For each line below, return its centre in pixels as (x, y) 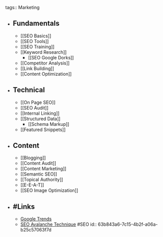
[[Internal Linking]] (40, 113)
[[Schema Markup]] (49, 124)
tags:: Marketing (22, 7)
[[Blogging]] (33, 158)
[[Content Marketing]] (43, 169)
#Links (24, 207)
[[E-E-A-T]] (32, 185)
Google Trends (36, 219)
